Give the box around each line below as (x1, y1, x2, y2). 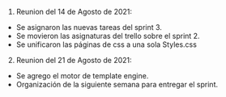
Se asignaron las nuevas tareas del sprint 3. (15, 23, 162, 32)
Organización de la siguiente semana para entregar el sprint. (15, 80, 219, 89)
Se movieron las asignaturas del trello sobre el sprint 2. (15, 32, 200, 40)
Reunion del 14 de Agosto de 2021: (15, 7, 132, 16)
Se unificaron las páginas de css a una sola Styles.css (15, 40, 197, 49)
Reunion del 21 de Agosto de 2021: (15, 56, 132, 65)
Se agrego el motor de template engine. (15, 71, 149, 80)
